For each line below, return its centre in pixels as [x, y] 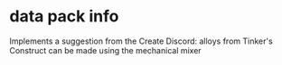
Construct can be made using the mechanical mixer [105, 50]
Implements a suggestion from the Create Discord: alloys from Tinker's [141, 41]
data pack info [64, 16]
